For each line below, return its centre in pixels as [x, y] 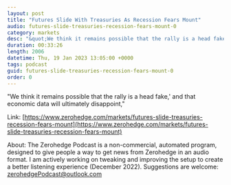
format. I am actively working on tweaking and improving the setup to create [115, 160]
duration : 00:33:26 [35, 45]
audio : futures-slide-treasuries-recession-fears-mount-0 [92, 26]
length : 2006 [26, 52]
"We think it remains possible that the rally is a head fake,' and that [101, 97]
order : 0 [20, 77]
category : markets [33, 33]
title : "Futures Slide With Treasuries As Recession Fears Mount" [104, 20]
